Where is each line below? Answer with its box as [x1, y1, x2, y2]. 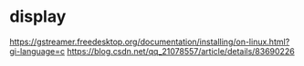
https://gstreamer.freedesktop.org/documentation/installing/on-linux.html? [9, 36, 290, 47]
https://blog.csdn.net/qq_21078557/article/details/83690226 [67, 45, 295, 56]
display [9, 6, 67, 27]
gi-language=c [9, 45, 66, 56]
